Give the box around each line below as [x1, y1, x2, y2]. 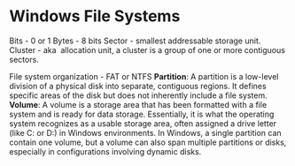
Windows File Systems [9, 6, 181, 26]
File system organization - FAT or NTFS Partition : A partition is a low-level [9, 71, 279, 81]
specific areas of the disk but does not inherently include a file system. [9, 90, 268, 101]
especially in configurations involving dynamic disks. [9, 146, 202, 156]
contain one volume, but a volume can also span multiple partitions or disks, [9, 137, 287, 147]
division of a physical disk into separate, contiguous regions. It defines [9, 80, 268, 91]
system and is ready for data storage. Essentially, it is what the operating [9, 109, 275, 119]
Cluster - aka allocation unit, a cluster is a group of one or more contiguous [9, 44, 286, 55]
